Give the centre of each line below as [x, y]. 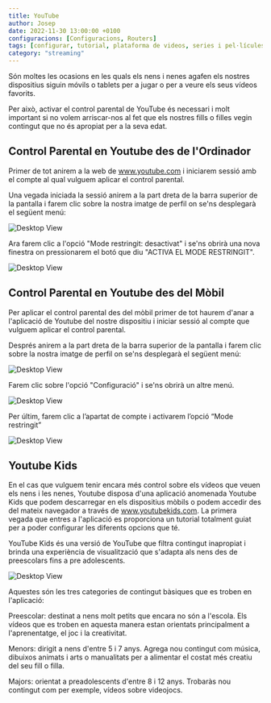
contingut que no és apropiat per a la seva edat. [88, 126]
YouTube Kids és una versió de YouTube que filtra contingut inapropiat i [127, 543]
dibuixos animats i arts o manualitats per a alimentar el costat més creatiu [130, 657]
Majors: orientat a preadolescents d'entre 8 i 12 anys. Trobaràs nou [120, 681]
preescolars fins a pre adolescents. [67, 560]
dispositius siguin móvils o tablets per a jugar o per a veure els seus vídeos [133, 85]
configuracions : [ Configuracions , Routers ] [83, 38]
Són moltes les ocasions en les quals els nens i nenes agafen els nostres [129, 76]
